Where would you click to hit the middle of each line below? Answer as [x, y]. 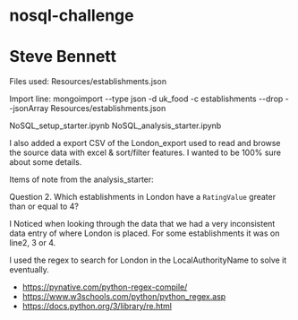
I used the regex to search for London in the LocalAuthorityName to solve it [148, 260]
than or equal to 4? [44, 206]
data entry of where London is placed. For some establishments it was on [145, 233]
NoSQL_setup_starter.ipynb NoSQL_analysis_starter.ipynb [115, 125]
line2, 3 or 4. [33, 243]
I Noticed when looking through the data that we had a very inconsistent [142, 224]
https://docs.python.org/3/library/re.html [97, 307]
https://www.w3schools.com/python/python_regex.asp [124, 297]
